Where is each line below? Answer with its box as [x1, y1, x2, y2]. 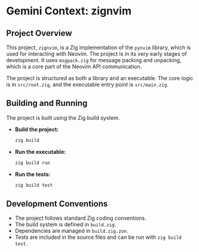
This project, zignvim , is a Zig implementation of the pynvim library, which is [6, 44, 191, 51]
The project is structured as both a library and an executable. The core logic [6, 75, 194, 81]
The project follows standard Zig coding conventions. [14, 214, 146, 222]
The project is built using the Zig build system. [6, 114, 120, 121]
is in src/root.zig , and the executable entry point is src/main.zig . [6, 81, 169, 88]
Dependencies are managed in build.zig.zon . [14, 227, 128, 235]
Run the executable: [14, 148, 66, 155]
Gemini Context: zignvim [6, 4, 131, 18]
